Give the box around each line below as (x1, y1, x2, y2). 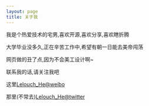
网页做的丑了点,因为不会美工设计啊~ (6, 56, 94, 63)
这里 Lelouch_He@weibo (6, 80, 65, 88)
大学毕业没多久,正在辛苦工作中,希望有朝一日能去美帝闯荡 (6, 43, 144, 50)
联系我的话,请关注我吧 (6, 68, 60, 75)
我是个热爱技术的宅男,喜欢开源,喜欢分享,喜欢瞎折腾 (6, 30, 130, 38)
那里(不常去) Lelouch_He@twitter (6, 93, 85, 100)
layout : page (6, 8, 38, 15)
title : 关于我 (6, 14, 38, 20)
